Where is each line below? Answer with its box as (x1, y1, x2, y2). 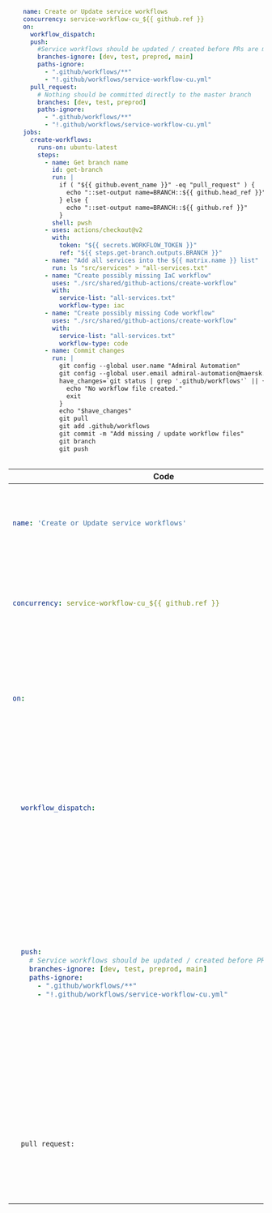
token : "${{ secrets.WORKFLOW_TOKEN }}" (59, 242, 198, 250)
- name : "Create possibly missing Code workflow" (44, 309, 216, 317)
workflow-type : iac (59, 302, 125, 310)
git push (59, 444, 89, 453)
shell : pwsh (51, 219, 92, 227)
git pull (59, 414, 89, 423)
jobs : (23, 128, 42, 136)
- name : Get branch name (44, 158, 129, 166)
